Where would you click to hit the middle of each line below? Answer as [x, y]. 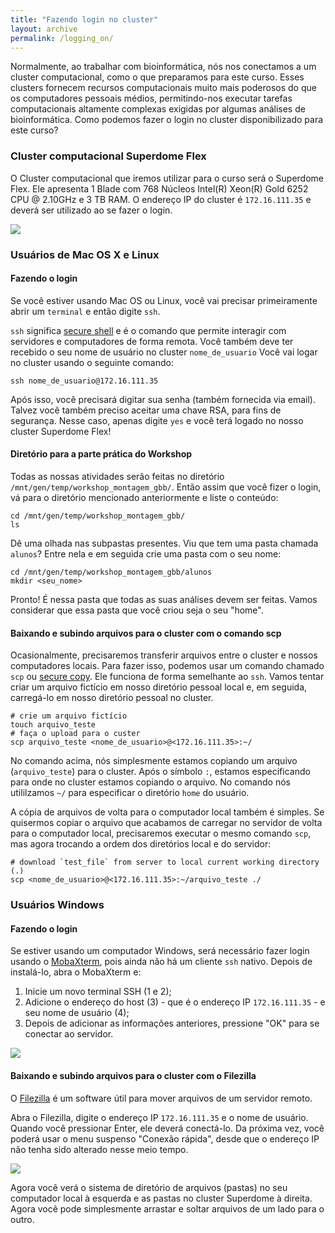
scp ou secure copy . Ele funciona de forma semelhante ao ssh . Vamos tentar [167, 677]
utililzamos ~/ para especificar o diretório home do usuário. [130, 793]
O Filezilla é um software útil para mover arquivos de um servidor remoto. [161, 1098]
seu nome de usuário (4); [77, 1013]
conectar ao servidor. [69, 1034]
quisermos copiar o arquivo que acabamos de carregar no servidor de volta [166, 823]
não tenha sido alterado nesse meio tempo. [99, 1149]
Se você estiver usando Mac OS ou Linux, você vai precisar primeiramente [164, 300]
